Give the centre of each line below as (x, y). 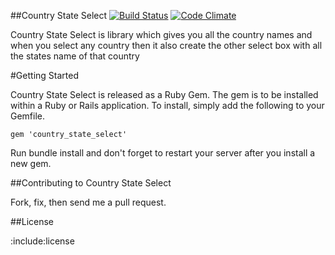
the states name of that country (75, 56)
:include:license (42, 241)
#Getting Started (44, 75)
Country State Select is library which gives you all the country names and (161, 34)
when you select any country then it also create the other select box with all (166, 45)
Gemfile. (28, 116)
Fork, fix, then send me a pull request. (88, 202)
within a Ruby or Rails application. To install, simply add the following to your (167, 105)
